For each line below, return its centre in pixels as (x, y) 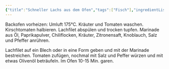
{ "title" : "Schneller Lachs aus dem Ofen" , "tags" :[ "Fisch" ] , (70, 10)
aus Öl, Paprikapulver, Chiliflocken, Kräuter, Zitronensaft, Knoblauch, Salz (81, 35)
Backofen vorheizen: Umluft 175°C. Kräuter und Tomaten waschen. (74, 24)
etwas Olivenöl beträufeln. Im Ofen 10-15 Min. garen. (60, 60)
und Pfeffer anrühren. (28, 40)
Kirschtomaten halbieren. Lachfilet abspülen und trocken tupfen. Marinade (82, 29)
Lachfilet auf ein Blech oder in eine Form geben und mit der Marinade (77, 50)
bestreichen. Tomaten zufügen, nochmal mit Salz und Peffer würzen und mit (84, 55)
